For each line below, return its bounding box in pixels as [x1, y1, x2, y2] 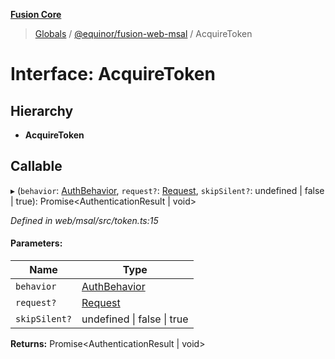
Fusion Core [10, 9, 62, 20]
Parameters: [10, 237, 63, 249]
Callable [10, 158, 63, 175]
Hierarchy [10, 102, 74, 119]
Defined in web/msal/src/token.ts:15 [10, 214, 159, 226]
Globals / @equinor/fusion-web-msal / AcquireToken [34, 28, 253, 39]
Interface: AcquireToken [10, 63, 216, 86]
